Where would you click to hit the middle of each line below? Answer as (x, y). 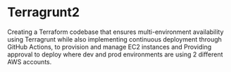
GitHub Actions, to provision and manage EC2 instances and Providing (110, 47)
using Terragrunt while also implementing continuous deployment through (114, 39)
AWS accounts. (30, 61)
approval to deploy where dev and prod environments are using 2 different (115, 54)
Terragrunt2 (43, 12)
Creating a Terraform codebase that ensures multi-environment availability (115, 32)
